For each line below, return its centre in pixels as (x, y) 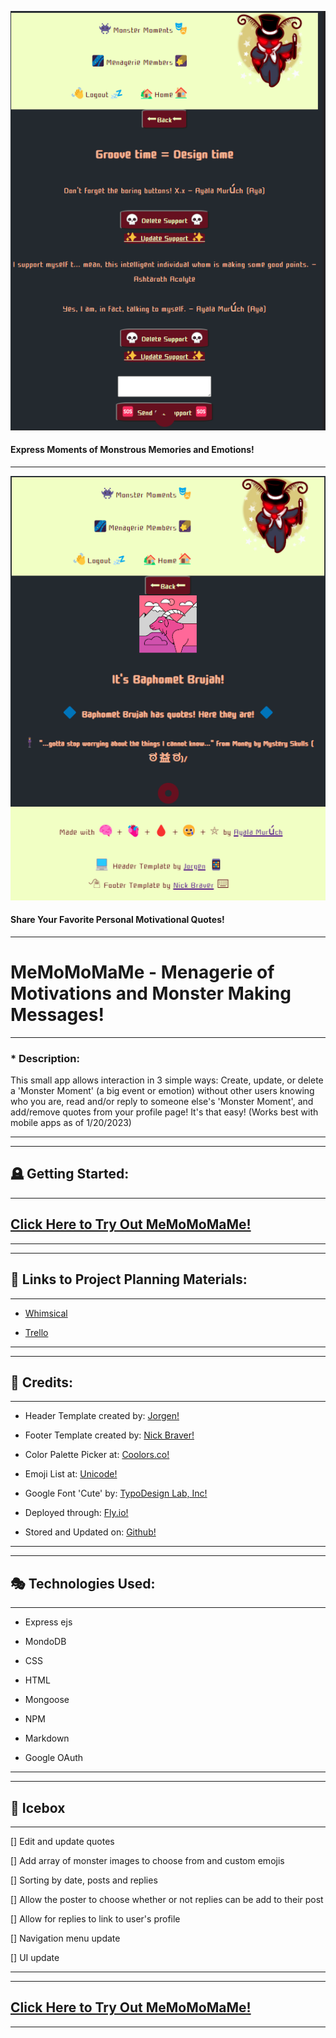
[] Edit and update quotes (62, 1841)
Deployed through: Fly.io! (76, 1513)
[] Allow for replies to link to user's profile (95, 1918)
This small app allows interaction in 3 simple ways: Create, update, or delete (167, 1080)
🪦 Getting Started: (70, 1174)
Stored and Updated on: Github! (90, 1532)
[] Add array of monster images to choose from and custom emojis (147, 1860)
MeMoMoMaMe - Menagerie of (142, 972)
